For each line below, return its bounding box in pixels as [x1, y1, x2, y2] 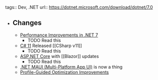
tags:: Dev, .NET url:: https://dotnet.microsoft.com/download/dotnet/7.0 [5, 4, 153, 10]
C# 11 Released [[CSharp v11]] [20, 42, 82, 48]
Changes [12, 18, 42, 27]
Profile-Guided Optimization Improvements [20, 69, 109, 75]
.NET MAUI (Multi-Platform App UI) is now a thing [20, 63, 123, 69]
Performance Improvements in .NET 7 [20, 32, 98, 38]
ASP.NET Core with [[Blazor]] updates [20, 53, 99, 59]
